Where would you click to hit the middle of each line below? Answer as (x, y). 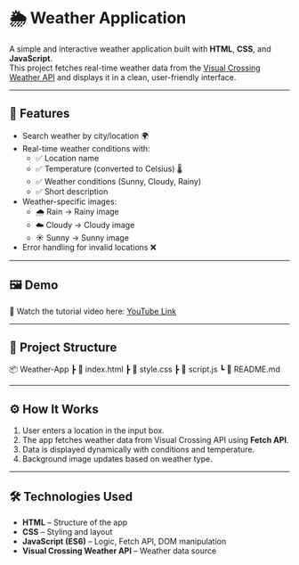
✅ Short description (72, 191)
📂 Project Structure (63, 347)
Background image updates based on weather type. (117, 459)
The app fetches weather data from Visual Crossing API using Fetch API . (155, 440)
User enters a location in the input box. (93, 430)
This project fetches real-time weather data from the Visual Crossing (135, 68)
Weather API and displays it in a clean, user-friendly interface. (123, 77)
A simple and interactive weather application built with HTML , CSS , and (140, 49)
